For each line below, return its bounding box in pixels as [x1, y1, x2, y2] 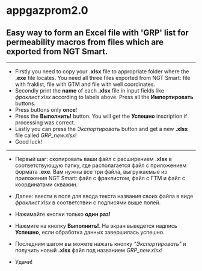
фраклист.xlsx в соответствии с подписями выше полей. [14, 199, 161, 206]
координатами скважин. [14, 181, 78, 188]
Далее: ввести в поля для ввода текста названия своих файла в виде [14, 193, 194, 199]
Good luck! [14, 138, 42, 145]
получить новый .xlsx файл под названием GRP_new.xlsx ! [14, 247, 163, 254]
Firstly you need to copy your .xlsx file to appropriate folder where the [14, 68, 189, 75]
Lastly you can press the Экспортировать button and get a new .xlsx [14, 126, 188, 132]
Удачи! [14, 258, 33, 265]
